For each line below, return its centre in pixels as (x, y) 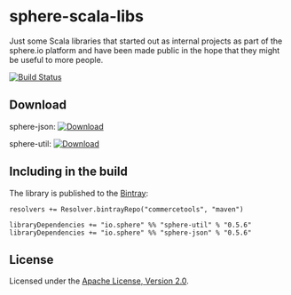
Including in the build (69, 172)
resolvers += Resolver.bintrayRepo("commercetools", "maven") (126, 209)
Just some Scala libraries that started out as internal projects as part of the (146, 41)
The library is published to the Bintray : (79, 193)
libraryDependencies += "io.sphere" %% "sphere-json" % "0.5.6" (130, 233)
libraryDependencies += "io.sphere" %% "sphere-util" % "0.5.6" (130, 225)
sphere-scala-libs (77, 16)
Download (38, 105)
